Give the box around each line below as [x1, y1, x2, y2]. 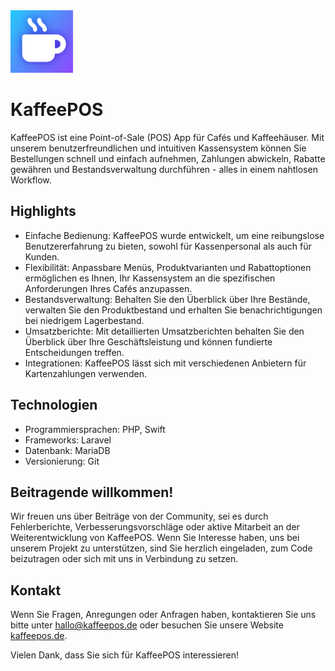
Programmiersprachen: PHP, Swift [24, 423, 166, 435]
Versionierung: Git [24, 455, 100, 467]
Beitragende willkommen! [10, 484, 174, 501]
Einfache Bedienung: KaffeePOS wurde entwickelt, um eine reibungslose [24, 229, 325, 241]
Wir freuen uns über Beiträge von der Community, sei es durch [10, 510, 269, 523]
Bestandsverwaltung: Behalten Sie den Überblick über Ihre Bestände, [24, 293, 311, 305]
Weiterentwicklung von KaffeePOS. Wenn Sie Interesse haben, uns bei [10, 532, 300, 544]
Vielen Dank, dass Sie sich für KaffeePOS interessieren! [10, 649, 240, 661]
